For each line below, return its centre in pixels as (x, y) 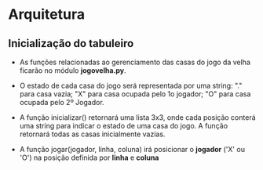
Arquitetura (46, 14)
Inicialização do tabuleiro (71, 43)
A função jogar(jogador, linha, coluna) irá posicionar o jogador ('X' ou (132, 149)
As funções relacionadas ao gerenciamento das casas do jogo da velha (135, 62)
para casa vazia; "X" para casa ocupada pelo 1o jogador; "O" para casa (135, 94)
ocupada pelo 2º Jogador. (62, 102)
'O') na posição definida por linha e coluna (89, 157)
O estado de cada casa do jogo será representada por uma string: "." (131, 85)
